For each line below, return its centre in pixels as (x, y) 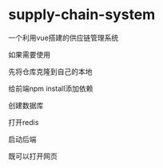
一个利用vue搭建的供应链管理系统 (64, 37)
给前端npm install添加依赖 (51, 88)
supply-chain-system (82, 15)
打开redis (24, 122)
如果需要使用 (29, 54)
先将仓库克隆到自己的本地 (50, 71)
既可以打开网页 (33, 156)
